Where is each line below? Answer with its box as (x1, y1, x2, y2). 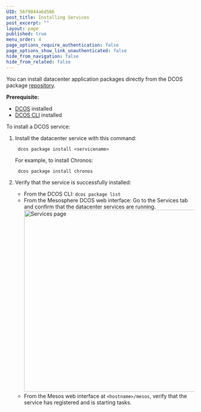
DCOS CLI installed (14, 111, 62, 119)
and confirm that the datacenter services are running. (23, 203, 156, 210)
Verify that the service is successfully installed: (14, 178, 132, 186)
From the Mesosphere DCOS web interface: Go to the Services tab (23, 196, 188, 204)
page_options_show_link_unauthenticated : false (6, 48, 127, 54)
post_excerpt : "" (6, 20, 50, 26)
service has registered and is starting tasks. (23, 399, 132, 406)
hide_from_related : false (6, 59, 71, 65)
